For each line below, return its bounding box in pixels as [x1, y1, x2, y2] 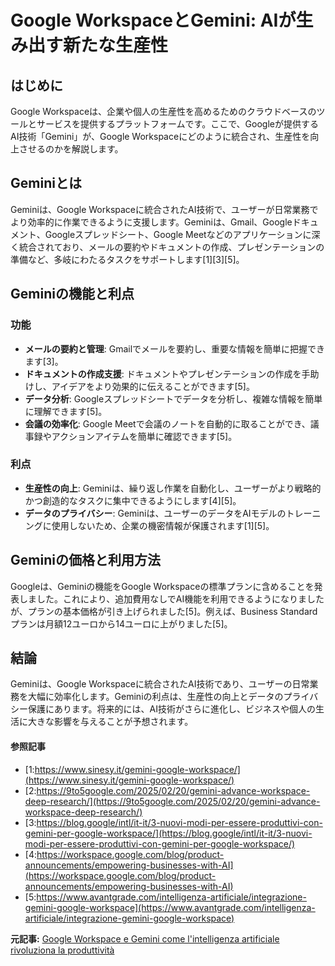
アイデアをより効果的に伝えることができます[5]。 [51, 380, 255, 392]
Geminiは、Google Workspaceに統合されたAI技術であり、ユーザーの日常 [10, 678, 310, 690]
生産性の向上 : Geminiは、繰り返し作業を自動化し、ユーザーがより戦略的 [24, 482, 322, 494]
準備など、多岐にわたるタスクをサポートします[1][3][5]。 [10, 253, 245, 265]
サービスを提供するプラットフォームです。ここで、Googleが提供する [36, 118, 319, 130]
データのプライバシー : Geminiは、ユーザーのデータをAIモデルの [24, 507, 287, 519]
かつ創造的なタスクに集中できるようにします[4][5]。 [24, 494, 242, 506]
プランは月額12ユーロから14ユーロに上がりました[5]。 [10, 617, 233, 630]
